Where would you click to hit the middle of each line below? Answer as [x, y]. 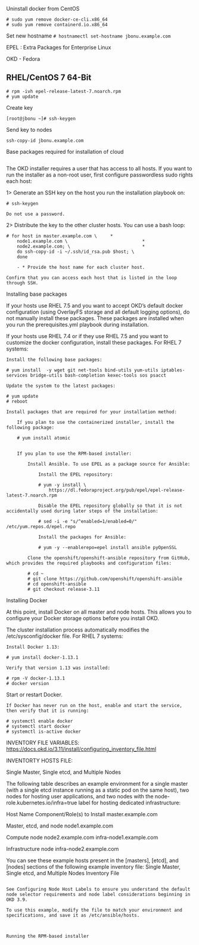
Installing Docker [27, 600]
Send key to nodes [29, 129]
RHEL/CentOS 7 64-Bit [49, 78]
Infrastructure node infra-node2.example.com [63, 848]
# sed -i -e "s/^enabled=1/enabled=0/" [87, 521]
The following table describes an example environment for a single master [97, 783]
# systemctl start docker [38, 726]
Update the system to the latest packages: [61, 386]
